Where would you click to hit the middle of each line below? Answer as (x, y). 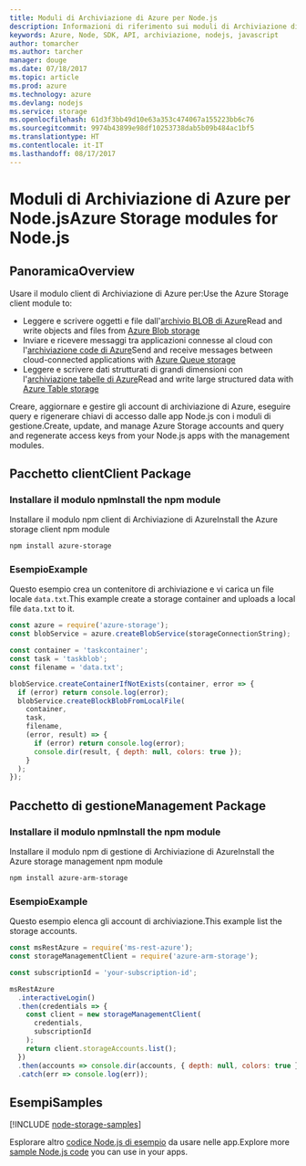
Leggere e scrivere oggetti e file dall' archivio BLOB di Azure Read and (152, 320)
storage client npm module (60, 530)
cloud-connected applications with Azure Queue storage (129, 359)
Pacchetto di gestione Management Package (138, 806)
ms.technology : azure (51, 94)
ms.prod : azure (38, 86)
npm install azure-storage (61, 546)
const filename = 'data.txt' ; (67, 667)
